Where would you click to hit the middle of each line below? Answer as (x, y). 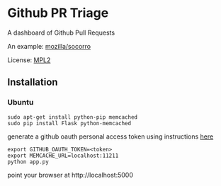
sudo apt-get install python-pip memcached (73, 117)
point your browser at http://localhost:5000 (70, 175)
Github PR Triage (58, 13)
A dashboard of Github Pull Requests (61, 33)
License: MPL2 (29, 60)
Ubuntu (21, 103)
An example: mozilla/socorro (49, 46)
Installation (33, 82)
